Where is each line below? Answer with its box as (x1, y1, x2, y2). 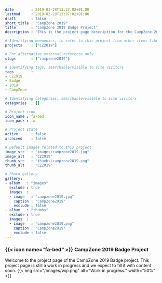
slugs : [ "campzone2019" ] (5, 56, 70, 61)
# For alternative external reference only (5, 51, 94, 56)
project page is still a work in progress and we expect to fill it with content (5, 262, 152, 268)
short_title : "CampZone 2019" (5, 20, 68, 26)
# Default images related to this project (5, 145, 92, 150)
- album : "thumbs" (5, 208, 49, 213)
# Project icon (5, 110, 36, 114)
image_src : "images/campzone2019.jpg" (5, 149, 90, 154)
